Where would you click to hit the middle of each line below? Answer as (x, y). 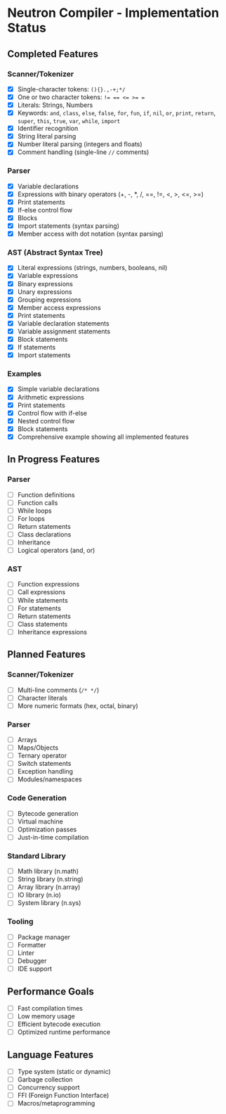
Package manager (44, 937)
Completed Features (53, 54)
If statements (36, 347)
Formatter (32, 945)
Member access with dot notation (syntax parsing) (90, 234)
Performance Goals (51, 991)
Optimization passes (47, 829)
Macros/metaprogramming (56, 1103)
